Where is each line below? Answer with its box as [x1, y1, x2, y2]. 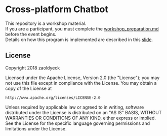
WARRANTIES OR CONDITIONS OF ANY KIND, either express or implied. [5, 115, 156, 121]
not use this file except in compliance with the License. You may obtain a [5, 80, 157, 86]
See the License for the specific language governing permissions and [5, 120, 150, 126]
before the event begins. [5, 31, 57, 37]
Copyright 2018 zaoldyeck [5, 64, 60, 71]
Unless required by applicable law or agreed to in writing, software [5, 104, 144, 110]
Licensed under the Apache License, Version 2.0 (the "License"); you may [5, 75, 160, 81]
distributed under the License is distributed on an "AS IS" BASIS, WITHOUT [5, 109, 162, 115]
